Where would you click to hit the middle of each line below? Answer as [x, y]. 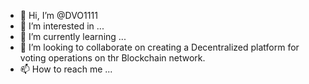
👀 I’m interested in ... [62, 26]
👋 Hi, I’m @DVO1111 [58, 15]
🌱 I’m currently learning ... [73, 36]
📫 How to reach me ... [66, 69]
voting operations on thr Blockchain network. [112, 58]
